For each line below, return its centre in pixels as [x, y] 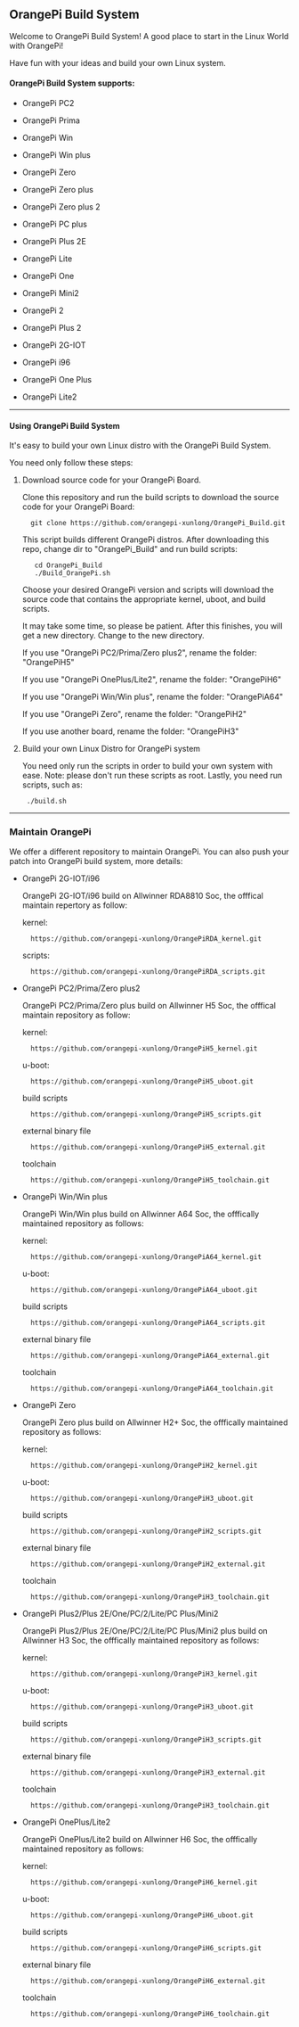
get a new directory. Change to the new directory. [113, 636]
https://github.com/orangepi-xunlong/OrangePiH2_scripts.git [146, 1531]
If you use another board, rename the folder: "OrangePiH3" [130, 731]
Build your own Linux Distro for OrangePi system [111, 749]
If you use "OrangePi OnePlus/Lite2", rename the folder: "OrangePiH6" [152, 680]
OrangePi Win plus [56, 155]
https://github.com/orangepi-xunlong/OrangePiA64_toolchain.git [152, 1388]
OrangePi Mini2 [51, 293]
